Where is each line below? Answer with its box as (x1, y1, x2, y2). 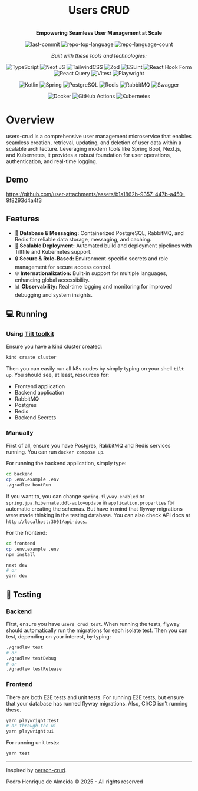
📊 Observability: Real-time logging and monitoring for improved (14, 283, 173, 290)
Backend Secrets (14, 414, 57, 421)
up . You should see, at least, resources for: (6, 372, 110, 379)
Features (6, 214, 39, 224)
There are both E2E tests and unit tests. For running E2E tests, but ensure (6, 693, 184, 701)
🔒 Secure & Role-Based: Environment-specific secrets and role (14, 254, 169, 262)
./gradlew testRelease (6, 666, 62, 672)
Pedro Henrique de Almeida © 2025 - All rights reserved (6, 778, 143, 785)
